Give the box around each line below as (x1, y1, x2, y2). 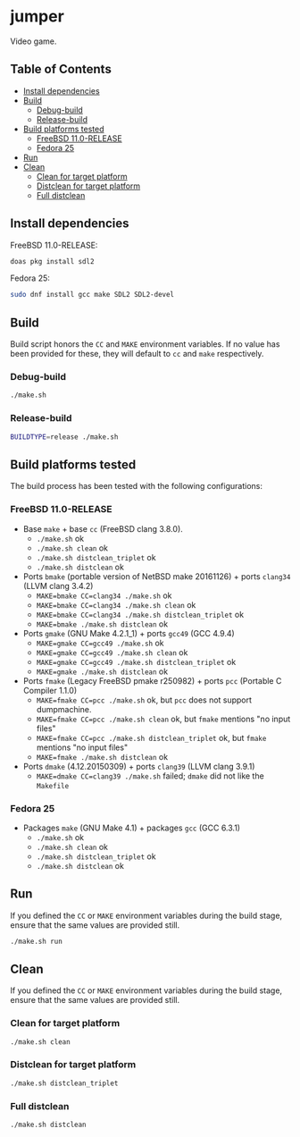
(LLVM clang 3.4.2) (22, 580, 94, 591)
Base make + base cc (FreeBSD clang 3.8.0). (22, 523, 184, 534)
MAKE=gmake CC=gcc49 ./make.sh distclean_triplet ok (36, 656, 237, 667)
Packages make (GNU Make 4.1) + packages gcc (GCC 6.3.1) (22, 822, 240, 833)
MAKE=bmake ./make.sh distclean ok (36, 619, 169, 629)
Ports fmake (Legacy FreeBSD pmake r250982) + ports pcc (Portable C (22, 675, 282, 686)
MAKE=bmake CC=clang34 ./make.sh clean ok (36, 599, 196, 610)
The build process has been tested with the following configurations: (10, 481, 262, 492)
